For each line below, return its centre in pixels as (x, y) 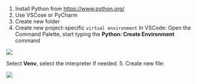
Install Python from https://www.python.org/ (70, 9)
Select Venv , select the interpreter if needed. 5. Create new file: (85, 63)
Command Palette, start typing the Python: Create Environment (95, 34)
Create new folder (37, 21)
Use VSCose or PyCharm (46, 15)
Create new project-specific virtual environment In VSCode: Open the (103, 28)
